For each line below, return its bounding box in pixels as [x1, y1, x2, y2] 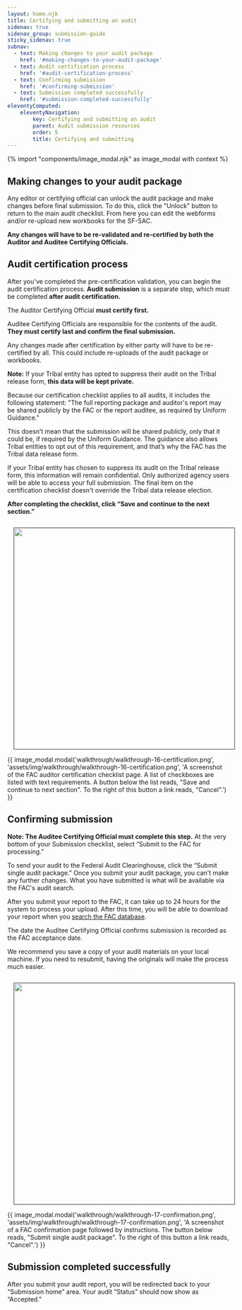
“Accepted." [7, 1294, 42, 1303]
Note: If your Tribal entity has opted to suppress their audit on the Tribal [7, 369, 217, 378]
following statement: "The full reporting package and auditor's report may [7, 398, 222, 407]
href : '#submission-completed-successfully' [20, 96, 153, 103]
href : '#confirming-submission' [20, 83, 115, 90]
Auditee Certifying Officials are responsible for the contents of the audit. [7, 319, 217, 328]
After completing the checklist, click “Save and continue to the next [7, 500, 210, 508]
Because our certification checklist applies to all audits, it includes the [7, 391, 210, 399]
